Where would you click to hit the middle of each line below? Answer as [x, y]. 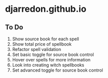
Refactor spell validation [37, 49]
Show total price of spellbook [42, 44]
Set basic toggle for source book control [53, 54]
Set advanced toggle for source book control [57, 70]
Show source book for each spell [46, 39]
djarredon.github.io [46, 9]
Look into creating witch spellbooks [48, 65]
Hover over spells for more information [51, 60]
